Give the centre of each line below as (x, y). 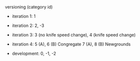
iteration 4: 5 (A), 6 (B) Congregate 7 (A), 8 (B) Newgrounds (71, 44)
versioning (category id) (29, 7)
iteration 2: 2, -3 (28, 25)
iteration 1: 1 (24, 16)
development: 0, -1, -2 (34, 53)
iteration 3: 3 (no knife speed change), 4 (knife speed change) (74, 35)
